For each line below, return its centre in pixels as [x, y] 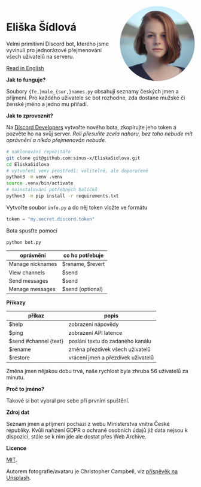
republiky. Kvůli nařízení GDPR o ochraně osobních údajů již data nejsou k [97, 430]
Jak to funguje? [26, 80]
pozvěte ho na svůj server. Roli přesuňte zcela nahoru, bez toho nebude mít [99, 134]
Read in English [25, 68]
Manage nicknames [33, 264]
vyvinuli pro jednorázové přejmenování [54, 50]
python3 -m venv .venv [34, 177]
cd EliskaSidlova [28, 164]
